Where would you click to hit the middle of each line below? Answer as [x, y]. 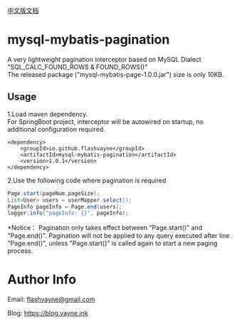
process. [20, 251]
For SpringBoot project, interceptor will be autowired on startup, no [106, 121]
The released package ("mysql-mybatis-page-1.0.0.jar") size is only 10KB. [116, 74]
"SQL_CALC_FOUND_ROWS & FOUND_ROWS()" [78, 67]
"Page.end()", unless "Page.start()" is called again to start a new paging [112, 244]
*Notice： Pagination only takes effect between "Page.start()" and [105, 228]
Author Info [42, 279]
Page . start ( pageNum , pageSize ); [54, 193]
